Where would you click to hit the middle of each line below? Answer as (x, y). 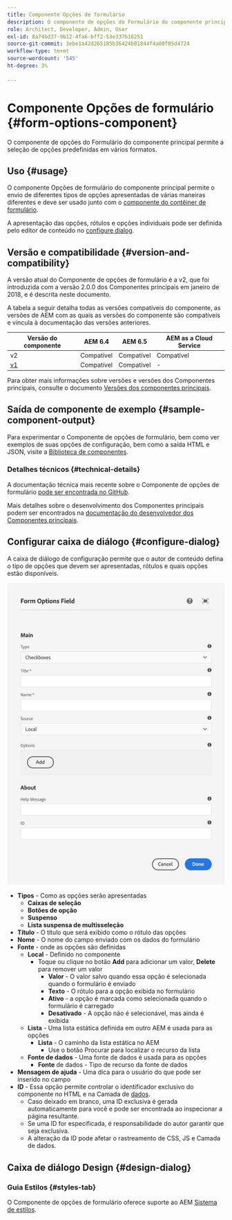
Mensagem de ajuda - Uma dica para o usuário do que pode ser (109, 1072)
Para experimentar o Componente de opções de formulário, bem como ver (113, 437)
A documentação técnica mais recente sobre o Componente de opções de (113, 484)
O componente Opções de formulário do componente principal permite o (111, 188)
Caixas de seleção (54, 903)
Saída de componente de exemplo (82, 409)
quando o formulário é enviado (92, 984)
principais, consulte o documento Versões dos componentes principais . (109, 388)
